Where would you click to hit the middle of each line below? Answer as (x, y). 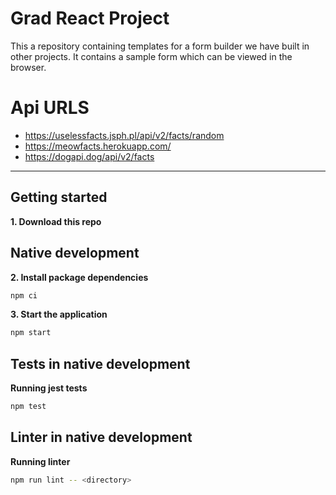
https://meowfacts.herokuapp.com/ (98, 146)
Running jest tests (49, 388)
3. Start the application (59, 314)
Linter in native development (101, 437)
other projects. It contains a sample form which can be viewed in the (151, 56)
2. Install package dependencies (79, 277)
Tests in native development (100, 363)
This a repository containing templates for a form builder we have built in (160, 46)
